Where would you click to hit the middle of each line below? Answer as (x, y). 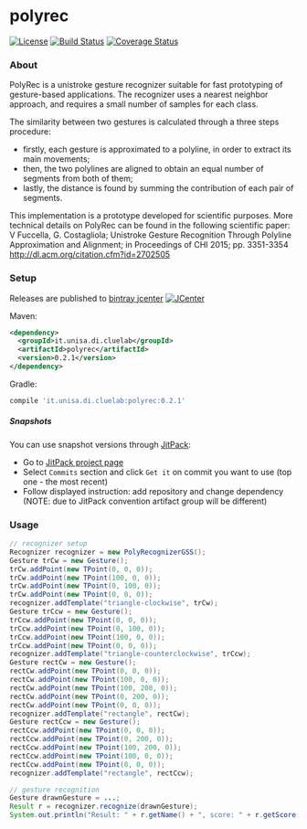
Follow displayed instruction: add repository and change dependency (153, 491)
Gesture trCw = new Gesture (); (69, 560)
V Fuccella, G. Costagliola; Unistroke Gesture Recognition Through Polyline (151, 235)
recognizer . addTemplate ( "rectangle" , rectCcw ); (102, 773)
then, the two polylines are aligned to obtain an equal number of (143, 169)
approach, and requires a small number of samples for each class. (134, 104)
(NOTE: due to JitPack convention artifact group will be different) (145, 501)
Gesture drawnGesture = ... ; (65, 798)
